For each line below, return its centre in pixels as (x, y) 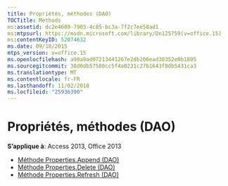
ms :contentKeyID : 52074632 (47, 40)
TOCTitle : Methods (34, 20)
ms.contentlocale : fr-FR (44, 79)
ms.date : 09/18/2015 (38, 46)
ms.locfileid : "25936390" (45, 92)
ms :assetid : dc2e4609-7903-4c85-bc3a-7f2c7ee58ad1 (83, 27)
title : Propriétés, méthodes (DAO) (59, 14)
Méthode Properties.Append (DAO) (68, 160)
